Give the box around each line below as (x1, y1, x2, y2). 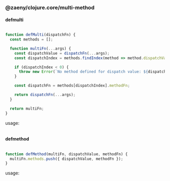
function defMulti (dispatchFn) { (5, 32, 76, 37)
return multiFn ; (10, 106, 44, 111)
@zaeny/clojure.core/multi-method (5, 4, 95, 11)
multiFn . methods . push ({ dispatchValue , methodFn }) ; (10, 156, 123, 161)
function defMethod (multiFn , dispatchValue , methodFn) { (5, 151, 128, 157)
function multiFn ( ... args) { (10, 46, 71, 51)
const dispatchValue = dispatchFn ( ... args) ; (14, 51, 110, 56)
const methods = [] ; (10, 37, 53, 42)
